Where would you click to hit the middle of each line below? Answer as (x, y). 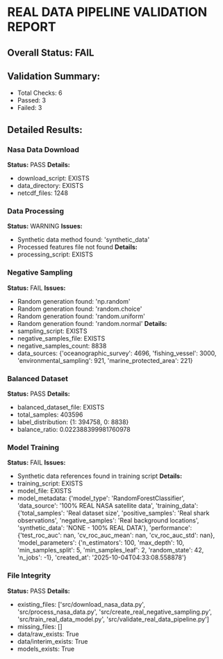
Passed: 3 (32, 100)
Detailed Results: (45, 130)
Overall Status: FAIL (51, 53)
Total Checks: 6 (40, 93)
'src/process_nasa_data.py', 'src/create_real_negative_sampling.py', (114, 612)
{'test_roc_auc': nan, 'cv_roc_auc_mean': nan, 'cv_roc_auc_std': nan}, (116, 535)
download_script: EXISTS (53, 178)
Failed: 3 (30, 108)
